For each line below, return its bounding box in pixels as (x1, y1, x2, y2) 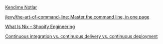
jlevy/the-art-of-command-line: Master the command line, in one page (5, 14, 150, 19)
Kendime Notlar (5, 4, 37, 10)
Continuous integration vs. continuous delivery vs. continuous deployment (5, 33, 158, 39)
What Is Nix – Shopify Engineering (5, 23, 75, 29)
